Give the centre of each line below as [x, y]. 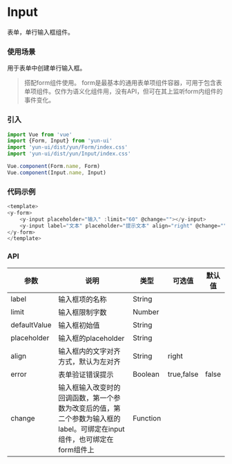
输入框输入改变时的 [89, 387]
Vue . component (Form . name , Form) [54, 167]
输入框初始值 [79, 325]
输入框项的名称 [83, 299]
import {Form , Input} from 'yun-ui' [60, 141]
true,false [183, 374]
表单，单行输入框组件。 [40, 32]
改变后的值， [93, 408]
